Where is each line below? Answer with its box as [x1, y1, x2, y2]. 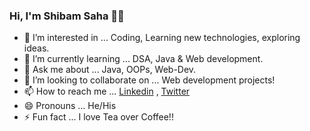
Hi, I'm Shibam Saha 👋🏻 [9, 9, 125, 23]
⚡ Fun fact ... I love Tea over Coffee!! [23, 111, 174, 123]
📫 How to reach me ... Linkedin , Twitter [23, 85, 191, 98]
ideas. [23, 42, 50, 54]
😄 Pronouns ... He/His [23, 100, 117, 112]
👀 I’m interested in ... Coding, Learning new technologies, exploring [23, 32, 301, 44]
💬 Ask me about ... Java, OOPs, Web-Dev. [23, 64, 197, 76]
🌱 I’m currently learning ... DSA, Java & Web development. [23, 53, 264, 65]
